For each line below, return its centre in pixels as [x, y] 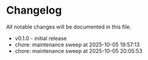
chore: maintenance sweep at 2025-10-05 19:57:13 [77, 45]
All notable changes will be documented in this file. [69, 27]
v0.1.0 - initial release [41, 38]
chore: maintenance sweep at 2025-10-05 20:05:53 [78, 50]
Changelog [34, 10]
